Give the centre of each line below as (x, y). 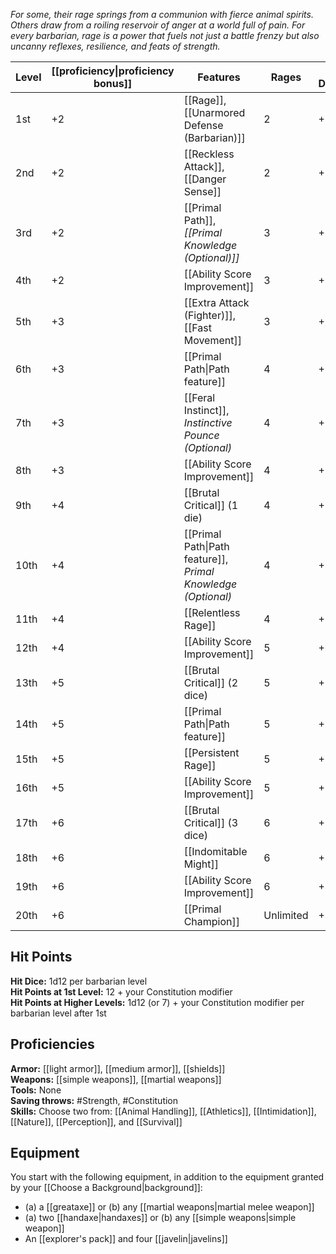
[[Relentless (212, 612)
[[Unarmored (214, 112)
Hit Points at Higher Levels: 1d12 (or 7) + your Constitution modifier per (157, 1002)
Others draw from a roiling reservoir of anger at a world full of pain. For (158, 25)
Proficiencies (52, 1044)
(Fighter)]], (209, 315)
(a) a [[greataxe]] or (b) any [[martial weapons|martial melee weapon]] (169, 1207)
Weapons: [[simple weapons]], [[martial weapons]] (116, 1079)
